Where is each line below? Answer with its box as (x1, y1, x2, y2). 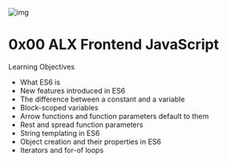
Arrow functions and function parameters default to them (19, 111, 209, 121)
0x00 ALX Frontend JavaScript (8, 36, 219, 54)
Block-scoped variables (19, 102, 99, 112)
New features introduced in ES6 (19, 85, 126, 95)
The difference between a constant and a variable (19, 94, 185, 104)
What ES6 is (19, 77, 61, 87)
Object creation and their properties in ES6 (19, 137, 162, 146)
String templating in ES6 (19, 128, 100, 137)
